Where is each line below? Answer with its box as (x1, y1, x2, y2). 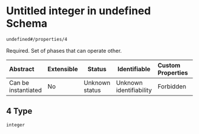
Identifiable (117, 65, 151, 73)
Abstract (9, 65, 34, 73)
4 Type (6, 106, 33, 116)
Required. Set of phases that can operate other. (6, 47, 122, 54)
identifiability (115, 86, 152, 94)
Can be (9, 78, 30, 87)
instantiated (9, 86, 42, 94)
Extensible (47, 65, 78, 73)
